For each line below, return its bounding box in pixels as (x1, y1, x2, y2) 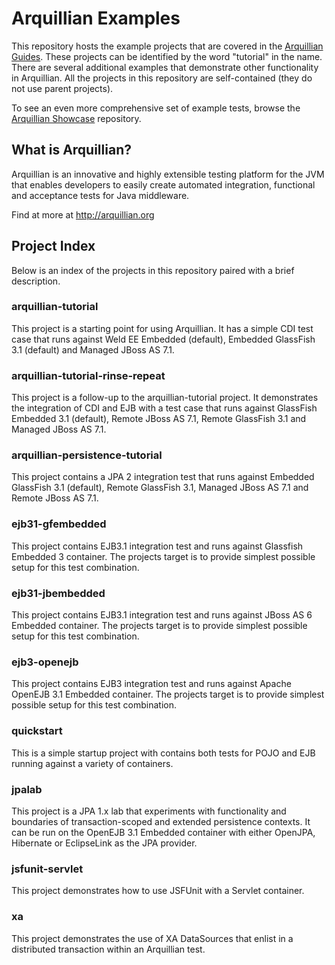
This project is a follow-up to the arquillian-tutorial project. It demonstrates (11, 392, 319, 404)
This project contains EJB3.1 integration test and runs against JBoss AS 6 (11, 609, 313, 621)
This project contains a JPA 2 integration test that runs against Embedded (11, 471, 315, 483)
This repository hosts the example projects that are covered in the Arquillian (11, 40, 324, 52)
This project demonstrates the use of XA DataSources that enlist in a (11, 932, 294, 944)
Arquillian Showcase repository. (11, 112, 142, 124)
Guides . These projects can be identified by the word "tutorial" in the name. (11, 50, 323, 62)
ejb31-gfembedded (11, 517, 107, 531)
